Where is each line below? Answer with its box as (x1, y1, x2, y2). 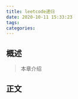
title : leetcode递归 (6, 8, 55, 15)
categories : (6, 25, 35, 31)
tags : (6, 19, 19, 25)
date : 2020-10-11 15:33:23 (6, 14, 73, 20)
